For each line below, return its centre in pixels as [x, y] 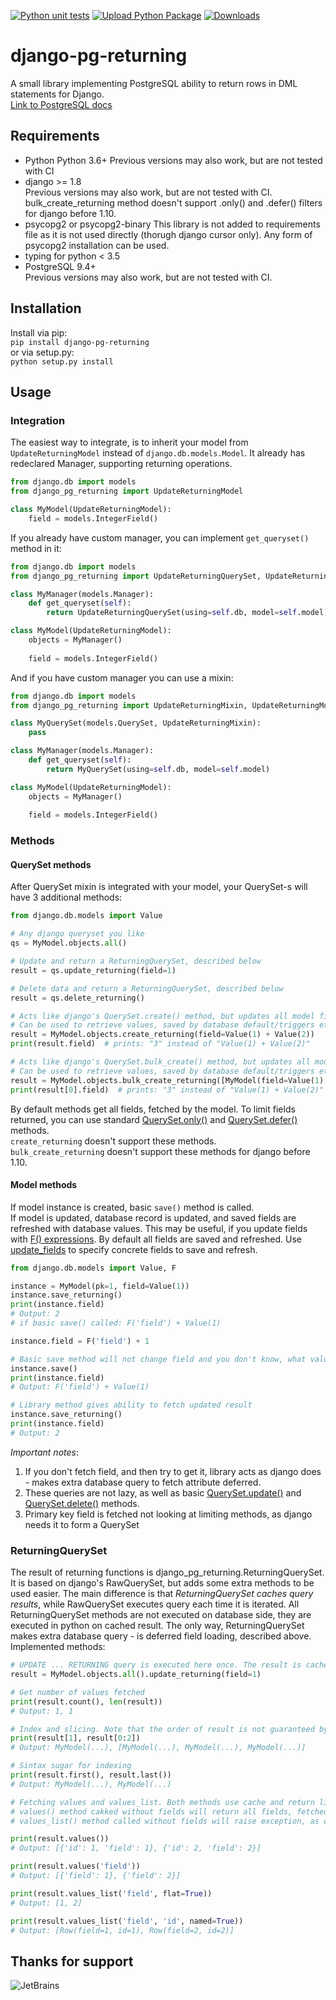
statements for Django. [57, 94]
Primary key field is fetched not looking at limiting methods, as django [168, 1514]
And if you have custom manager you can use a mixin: [122, 677]
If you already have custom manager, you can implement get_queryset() [160, 537]
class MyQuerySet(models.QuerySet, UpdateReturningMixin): [136, 723]
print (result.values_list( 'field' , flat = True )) [111, 1893]
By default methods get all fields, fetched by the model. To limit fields [153, 1109]
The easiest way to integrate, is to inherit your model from [129, 442]
